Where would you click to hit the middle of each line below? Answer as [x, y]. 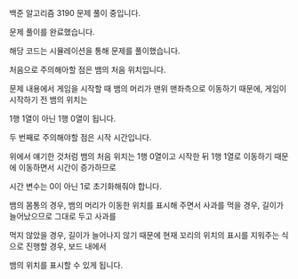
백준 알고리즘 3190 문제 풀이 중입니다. [75, 13]
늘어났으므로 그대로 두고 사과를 [63, 216]
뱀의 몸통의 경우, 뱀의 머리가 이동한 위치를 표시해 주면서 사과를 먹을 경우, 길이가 [147, 205]
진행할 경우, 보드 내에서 [66, 246]
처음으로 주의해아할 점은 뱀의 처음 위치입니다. [88, 70]
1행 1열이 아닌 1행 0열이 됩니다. [63, 119]
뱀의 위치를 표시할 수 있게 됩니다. [66, 265]
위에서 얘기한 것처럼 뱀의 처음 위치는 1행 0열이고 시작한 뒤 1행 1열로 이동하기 [141, 156]
